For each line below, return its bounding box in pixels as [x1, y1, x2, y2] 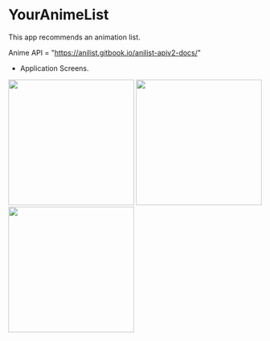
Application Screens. [19, 63, 89, 73]
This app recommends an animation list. [8, 32, 141, 42]
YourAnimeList [8, 6, 109, 24]
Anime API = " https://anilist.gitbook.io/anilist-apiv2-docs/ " [8, 47, 202, 57]
